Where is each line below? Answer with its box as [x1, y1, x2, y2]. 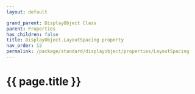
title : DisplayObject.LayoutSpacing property [6, 37, 124, 43]
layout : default [6, 9, 48, 15]
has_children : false [6, 31, 59, 37]
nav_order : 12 [6, 43, 43, 49]
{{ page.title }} [6, 74, 82, 89]
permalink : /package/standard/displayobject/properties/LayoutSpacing [6, 48, 190, 55]
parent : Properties [6, 26, 56, 32]
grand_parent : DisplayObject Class [6, 20, 97, 26]
